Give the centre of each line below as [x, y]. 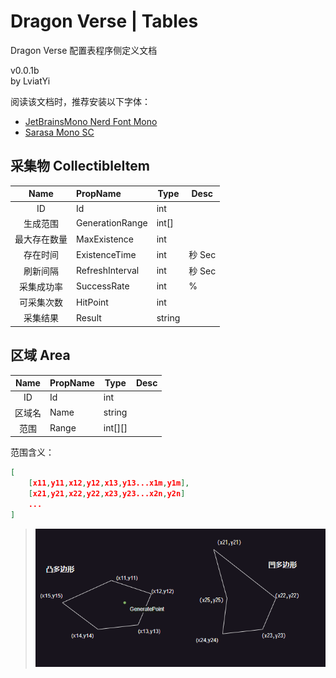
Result [89, 317]
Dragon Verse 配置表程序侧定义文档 [84, 50]
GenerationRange [112, 223]
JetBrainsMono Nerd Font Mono [91, 121]
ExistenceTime [106, 254]
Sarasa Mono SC [59, 132]
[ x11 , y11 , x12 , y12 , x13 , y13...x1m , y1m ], [109, 483]
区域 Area [40, 355]
